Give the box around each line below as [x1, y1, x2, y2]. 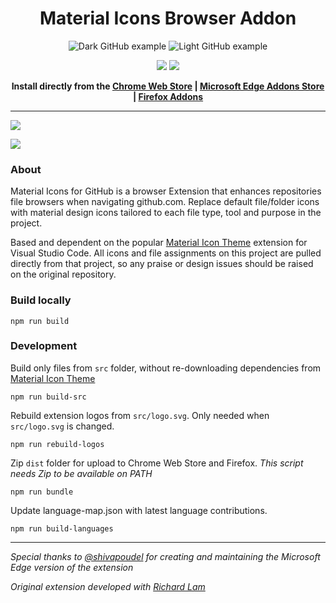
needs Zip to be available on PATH [10, 467, 153, 479]
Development [10, 339, 78, 353]
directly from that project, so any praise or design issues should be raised [10, 258, 314, 270]
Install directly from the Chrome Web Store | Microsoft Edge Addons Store [11, 80, 325, 92]
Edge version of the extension [10, 561, 134, 573]
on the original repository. [10, 268, 117, 281]
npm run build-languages [10, 523, 114, 534]
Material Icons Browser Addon [39, 7, 297, 30]
